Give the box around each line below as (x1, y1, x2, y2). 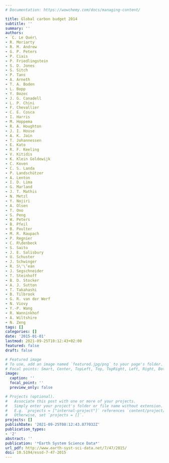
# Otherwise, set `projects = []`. (5, 413, 84, 418)
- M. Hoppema (5, 119, 33, 124)
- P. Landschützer (5, 170, 44, 176)
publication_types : (5, 427, 46, 432)
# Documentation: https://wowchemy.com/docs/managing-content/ (5, 7, 141, 13)
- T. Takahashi (5, 287, 37, 292)
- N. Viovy (5, 301, 28, 306)
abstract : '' (5, 436, 33, 441)
